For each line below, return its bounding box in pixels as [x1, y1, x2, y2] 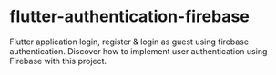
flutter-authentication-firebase [9, 6, 250, 27]
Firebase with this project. [9, 55, 107, 66]
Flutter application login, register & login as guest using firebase [9, 36, 249, 47]
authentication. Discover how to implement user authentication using [9, 45, 268, 56]
